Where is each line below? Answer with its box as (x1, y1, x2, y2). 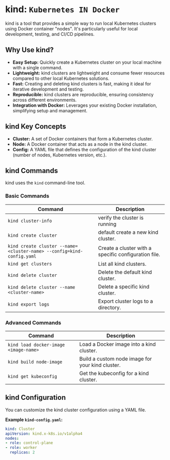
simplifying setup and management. (12, 107, 88, 113)
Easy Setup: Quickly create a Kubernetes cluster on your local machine (12, 59, 162, 65)
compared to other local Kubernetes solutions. (12, 75, 110, 81)
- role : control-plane (5, 440, 53, 446)
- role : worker (5, 445, 37, 450)
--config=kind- (46, 248, 83, 254)
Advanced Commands (5, 319, 62, 326)
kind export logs (8, 301, 50, 307)
